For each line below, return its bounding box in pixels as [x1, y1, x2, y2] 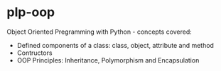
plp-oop [6, 4, 55, 20]
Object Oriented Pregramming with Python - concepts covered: [6, 27, 193, 36]
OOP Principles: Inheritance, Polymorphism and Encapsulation [16, 56, 200, 64]
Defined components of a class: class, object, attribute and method [16, 41, 215, 49]
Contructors [16, 49, 53, 57]
